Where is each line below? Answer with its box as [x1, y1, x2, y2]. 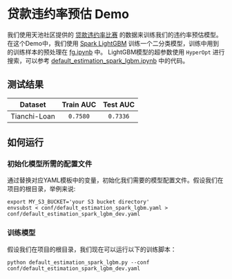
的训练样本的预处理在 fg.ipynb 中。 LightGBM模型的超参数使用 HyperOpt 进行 [7, 48, 225, 56]
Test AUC [102, 100, 135, 109]
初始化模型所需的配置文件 [7, 159, 93, 169]
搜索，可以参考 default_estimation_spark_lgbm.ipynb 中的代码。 [7, 56, 189, 64]
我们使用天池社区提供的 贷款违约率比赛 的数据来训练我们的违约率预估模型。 [7, 30, 222, 39]
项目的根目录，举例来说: [7, 185, 76, 193]
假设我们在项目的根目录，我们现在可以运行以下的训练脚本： [7, 245, 177, 253]
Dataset [19, 100, 46, 109]
